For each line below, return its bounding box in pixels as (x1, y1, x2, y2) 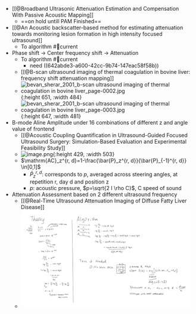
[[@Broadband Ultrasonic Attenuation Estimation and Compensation (11, 5, 179, 12)
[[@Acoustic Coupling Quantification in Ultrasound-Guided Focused (20, 132, 188, 139)
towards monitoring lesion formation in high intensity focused (11, 30, 163, 38)
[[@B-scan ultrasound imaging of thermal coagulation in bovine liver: (20, 69, 191, 75)
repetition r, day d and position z (29, 178, 109, 185)
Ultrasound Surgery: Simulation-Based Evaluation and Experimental (20, 138, 186, 145)
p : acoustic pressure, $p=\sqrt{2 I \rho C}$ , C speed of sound (29, 185, 182, 192)
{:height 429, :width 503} (52, 151, 115, 157)
